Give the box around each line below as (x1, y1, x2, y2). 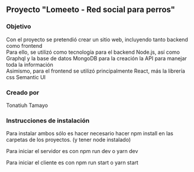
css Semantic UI (6, 73, 46, 80)
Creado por (6, 88, 40, 96)
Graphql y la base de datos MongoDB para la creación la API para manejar (6, 54, 187, 61)
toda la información (6, 61, 53, 68)
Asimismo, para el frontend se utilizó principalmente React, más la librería (6, 67, 185, 74)
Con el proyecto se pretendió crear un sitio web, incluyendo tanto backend (6, 35, 188, 43)
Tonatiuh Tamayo (6, 102, 48, 109)
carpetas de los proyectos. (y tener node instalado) (6, 136, 131, 144)
